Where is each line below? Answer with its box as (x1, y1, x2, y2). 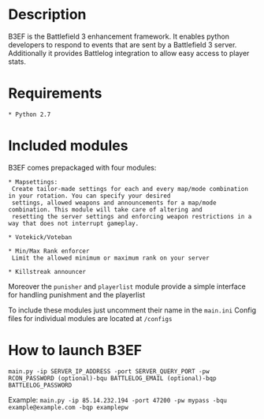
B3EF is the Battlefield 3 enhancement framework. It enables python (8, 32, 230, 41)
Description (8, 6, 87, 24)
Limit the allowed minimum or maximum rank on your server (11, 254, 210, 262)
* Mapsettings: (8, 178, 58, 186)
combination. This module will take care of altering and (8, 205, 203, 214)
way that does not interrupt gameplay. (8, 219, 139, 227)
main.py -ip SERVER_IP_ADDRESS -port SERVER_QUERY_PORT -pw (8, 367, 210, 376)
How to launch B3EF (8, 342, 143, 359)
